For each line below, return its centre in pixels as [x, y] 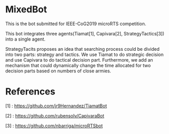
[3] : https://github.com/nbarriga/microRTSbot [54, 126]
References [30, 92]
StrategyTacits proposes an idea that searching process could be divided [82, 49]
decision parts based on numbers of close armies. [58, 71]
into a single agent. [25, 39]
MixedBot [26, 9]
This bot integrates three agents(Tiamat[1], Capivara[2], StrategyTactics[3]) [85, 33]
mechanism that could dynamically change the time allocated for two [78, 65]
